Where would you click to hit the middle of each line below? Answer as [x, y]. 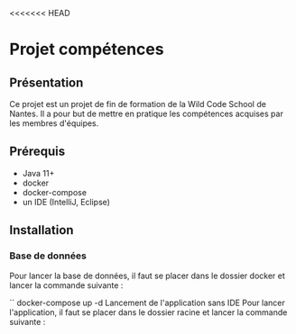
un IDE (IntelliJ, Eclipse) [66, 202]
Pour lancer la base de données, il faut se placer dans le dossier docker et [148, 275]
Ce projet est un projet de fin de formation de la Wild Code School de [138, 104]
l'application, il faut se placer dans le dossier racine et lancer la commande [148, 312]
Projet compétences [87, 50]
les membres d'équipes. [54, 123]
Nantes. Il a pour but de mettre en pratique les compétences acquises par [147, 113]
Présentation [46, 82]
